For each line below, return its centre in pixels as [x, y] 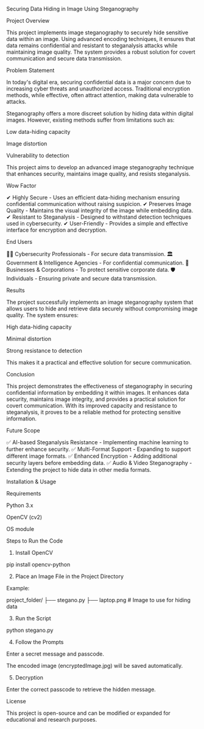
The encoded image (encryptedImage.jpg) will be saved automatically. [95, 666]
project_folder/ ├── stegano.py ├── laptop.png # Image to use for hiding [98, 600]
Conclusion [21, 374]
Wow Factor [21, 185]
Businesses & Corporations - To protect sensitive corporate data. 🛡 [91, 269]
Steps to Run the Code [35, 541]
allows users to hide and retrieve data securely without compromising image [102, 309]
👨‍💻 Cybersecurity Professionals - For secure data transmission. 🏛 [90, 254]
